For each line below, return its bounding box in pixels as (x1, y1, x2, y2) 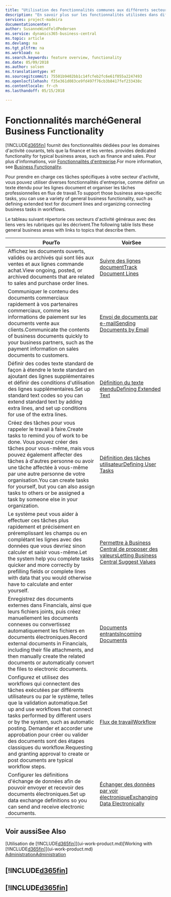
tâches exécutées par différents (8, 687, 84, 694)
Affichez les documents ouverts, (8, 248, 85, 255)
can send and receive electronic (8, 803, 85, 810)
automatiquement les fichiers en (8, 627, 85, 634)
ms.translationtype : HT (5, 69, 56, 74)
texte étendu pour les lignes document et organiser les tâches (5, 185, 135, 191)
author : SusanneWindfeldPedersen (5, 27, 76, 32)
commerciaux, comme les (8, 307, 70, 314)
